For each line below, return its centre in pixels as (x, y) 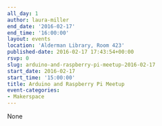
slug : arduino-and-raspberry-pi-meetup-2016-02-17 (81, 65)
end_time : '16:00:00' (38, 33)
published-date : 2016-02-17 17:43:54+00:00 (71, 52)
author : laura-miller (38, 20)
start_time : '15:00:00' (41, 77)
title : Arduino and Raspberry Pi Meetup (66, 84)
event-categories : (33, 90)
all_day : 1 (23, 13)
